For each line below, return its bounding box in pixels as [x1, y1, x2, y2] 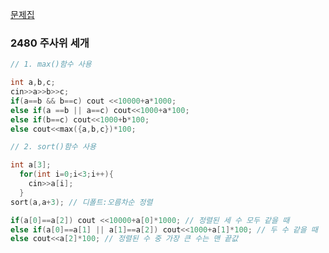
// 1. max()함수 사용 [10, 59, 92, 70]
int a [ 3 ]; [10, 160, 52, 170]
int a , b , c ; [10, 78, 56, 88]
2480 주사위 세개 [10, 36, 90, 50]
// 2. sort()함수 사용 [10, 142, 97, 152]
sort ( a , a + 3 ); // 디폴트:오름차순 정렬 [10, 197, 153, 207]
